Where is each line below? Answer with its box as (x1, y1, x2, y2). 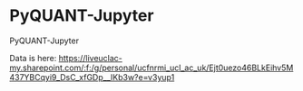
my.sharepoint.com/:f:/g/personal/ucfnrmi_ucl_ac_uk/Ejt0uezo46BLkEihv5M (9, 62, 294, 73)
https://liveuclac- (58, 52, 122, 63)
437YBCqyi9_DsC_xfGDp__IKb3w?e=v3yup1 (9, 71, 175, 82)
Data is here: (9, 52, 57, 63)
